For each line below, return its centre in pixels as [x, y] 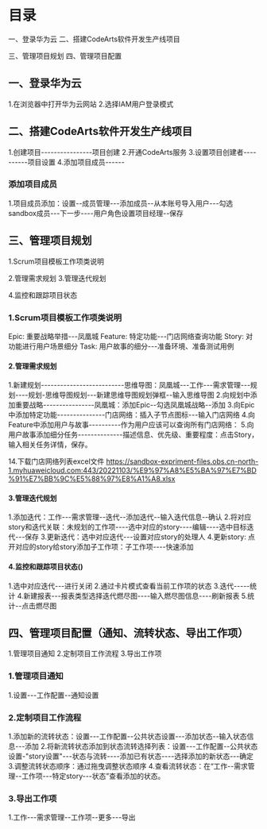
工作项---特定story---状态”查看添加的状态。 [93, 776]
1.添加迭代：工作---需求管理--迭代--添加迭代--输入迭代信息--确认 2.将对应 [130, 517]
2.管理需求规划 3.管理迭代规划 [57, 278]
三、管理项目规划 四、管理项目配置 [65, 56]
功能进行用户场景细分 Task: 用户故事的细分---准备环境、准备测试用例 [121, 346]
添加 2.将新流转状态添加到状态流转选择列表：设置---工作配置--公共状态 [141, 746]
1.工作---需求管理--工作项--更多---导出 [72, 817]
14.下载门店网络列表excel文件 [56, 461]
